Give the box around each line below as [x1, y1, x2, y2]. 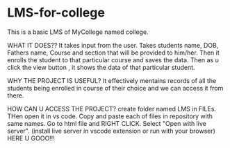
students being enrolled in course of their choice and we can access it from [7, 84, 224, 92]
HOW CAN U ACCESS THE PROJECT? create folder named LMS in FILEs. [7, 104, 217, 113]
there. [7, 91, 24, 100]
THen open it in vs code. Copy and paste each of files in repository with [7, 112, 213, 120]
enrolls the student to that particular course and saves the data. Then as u [7, 55, 219, 64]
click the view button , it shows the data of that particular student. [7, 63, 196, 71]
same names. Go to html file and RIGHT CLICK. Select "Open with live [7, 119, 206, 127]
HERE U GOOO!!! [7, 133, 56, 142]
